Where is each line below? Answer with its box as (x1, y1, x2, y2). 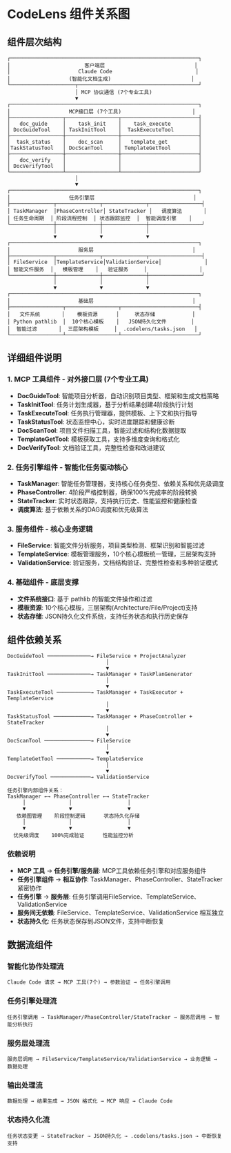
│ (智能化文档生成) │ (7, 75, 195, 82)
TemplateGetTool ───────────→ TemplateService (7, 756, 143, 762)
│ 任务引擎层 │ (7, 194, 197, 201)
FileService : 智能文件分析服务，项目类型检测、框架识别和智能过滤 (17, 541, 205, 550)
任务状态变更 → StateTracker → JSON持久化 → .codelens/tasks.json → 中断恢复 (7, 1132, 223, 1139)
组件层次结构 (7, 36, 62, 48)
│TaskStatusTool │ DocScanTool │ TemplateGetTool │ (7, 144, 202, 151)
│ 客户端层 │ (7, 62, 198, 69)
